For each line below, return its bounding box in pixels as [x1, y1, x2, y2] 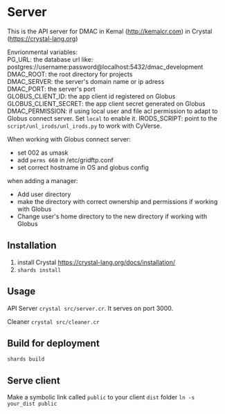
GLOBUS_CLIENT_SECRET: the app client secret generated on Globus [7, 99, 206, 107]
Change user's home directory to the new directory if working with [17, 212, 208, 221]
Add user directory [17, 190, 71, 198]
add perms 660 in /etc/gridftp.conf [17, 155, 114, 164]
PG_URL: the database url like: [7, 55, 93, 63]
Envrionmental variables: [7, 48, 78, 56]
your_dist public [7, 400, 57, 408]
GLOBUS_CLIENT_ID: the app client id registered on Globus [7, 92, 176, 101]
